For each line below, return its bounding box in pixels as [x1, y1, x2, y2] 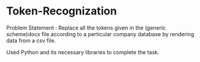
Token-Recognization [6, 4, 117, 18]
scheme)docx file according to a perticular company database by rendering [6, 30, 195, 37]
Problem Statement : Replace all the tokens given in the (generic [6, 24, 166, 31]
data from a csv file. [6, 37, 56, 44]
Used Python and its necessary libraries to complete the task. [6, 48, 160, 55]
